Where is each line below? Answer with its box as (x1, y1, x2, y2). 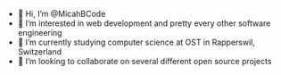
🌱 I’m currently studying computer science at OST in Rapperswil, (17, 37, 256, 47)
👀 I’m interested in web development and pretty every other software (17, 18, 271, 29)
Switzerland (17, 46, 62, 57)
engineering (17, 28, 62, 37)
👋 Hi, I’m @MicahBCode (17, 9, 106, 19)
